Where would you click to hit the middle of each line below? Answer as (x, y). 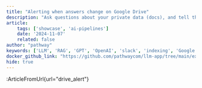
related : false (36, 40)
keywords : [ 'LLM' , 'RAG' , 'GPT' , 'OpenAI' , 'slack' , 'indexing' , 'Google (101, 51)
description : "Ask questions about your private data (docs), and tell (98, 17)
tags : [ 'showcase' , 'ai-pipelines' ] (63, 28)
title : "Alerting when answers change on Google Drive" (78, 12)
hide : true (20, 62)
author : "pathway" (29, 45)
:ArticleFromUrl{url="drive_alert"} (47, 79)
